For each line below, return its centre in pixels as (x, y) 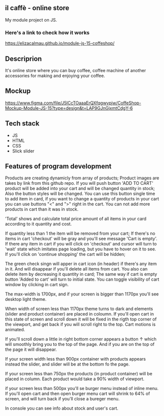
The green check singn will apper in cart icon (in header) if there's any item (81, 264)
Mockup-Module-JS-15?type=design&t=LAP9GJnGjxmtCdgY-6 (69, 108)
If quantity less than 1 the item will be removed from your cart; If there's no (80, 233)
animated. (15, 330)
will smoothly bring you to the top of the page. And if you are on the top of (80, 344)
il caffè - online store (37, 8)
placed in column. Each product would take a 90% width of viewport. (75, 379)
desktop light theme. (26, 299)
